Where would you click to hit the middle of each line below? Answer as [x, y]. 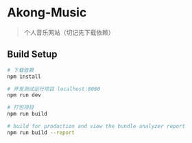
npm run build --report [41, 132]
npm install [24, 77]
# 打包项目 [21, 107]
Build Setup [32, 54]
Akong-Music [47, 13]
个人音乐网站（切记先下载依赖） [69, 32]
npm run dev [24, 95]
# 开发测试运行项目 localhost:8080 [54, 89]
